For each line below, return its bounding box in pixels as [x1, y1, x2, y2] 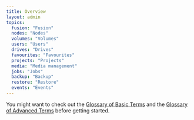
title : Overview [6, 8, 46, 15]
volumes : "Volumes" [11, 36, 59, 42]
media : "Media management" [11, 63, 78, 69]
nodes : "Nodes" [11, 30, 49, 36]
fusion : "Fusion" [11, 25, 54, 31]
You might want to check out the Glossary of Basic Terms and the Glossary [6, 101, 188, 108]
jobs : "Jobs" [11, 68, 44, 74]
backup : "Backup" [11, 74, 54, 80]
